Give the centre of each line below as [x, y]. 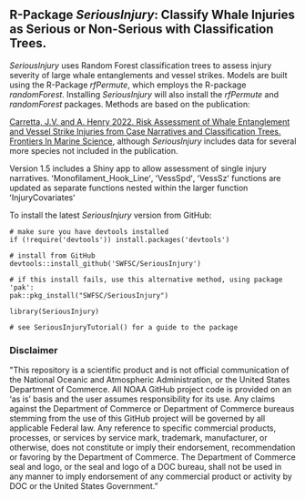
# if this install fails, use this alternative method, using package [146, 280]
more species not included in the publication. [94, 150]
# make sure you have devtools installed [89, 231]
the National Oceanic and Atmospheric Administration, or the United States [150, 380]
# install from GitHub [52, 255]
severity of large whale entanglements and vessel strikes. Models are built [149, 75]
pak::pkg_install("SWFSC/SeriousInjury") [89, 295]
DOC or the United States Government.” [84, 486]
